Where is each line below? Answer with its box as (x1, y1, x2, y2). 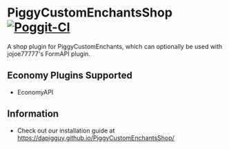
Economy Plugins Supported (7, 70, 132, 81)
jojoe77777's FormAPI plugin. (7, 50, 91, 58)
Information (7, 108, 59, 120)
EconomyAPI (17, 88, 54, 96)
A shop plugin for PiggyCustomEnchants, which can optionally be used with (7, 42, 223, 50)
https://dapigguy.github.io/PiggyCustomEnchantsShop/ (17, 133, 175, 142)
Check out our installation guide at (17, 126, 115, 135)
